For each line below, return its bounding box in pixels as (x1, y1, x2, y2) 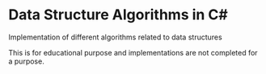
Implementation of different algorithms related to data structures (8, 32, 222, 42)
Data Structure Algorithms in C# (8, 6, 228, 24)
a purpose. (8, 56, 44, 66)
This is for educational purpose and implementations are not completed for (8, 47, 258, 57)
